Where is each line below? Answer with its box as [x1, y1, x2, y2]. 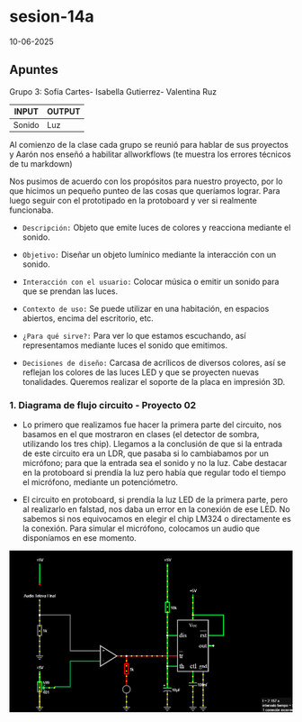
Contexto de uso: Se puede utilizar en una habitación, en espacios [22, 304, 270, 314]
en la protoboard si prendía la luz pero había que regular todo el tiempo [22, 467, 286, 479]
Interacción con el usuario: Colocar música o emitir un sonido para [22, 277, 280, 287]
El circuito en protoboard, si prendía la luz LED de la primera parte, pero [22, 494, 289, 506]
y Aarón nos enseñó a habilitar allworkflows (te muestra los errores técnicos [9, 149, 292, 160]
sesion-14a [9, 6, 94, 27]
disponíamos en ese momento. [22, 533, 137, 544]
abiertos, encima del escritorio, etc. [22, 313, 155, 324]
